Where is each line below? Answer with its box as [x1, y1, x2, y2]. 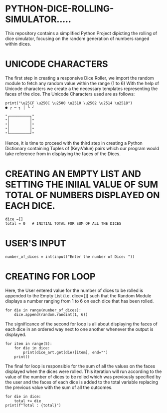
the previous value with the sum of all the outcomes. [5, 384, 113, 390]
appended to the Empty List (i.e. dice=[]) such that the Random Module [5, 292, 152, 298]
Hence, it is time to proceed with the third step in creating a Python [5, 140, 143, 146]
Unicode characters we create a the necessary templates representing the [5, 86, 158, 92]
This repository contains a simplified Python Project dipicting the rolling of [5, 30, 158, 36]
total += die [14, 398, 41, 403]
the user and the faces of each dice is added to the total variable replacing [5, 379, 159, 385]
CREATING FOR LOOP [5, 271, 96, 282]
